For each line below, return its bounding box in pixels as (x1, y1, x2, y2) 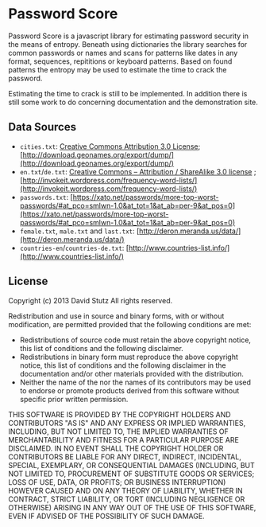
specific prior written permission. (19, 394, 129, 404)
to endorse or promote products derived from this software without (19, 385, 240, 395)
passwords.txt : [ (19, 192, 73, 201)
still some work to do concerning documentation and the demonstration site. (8, 97, 258, 107)
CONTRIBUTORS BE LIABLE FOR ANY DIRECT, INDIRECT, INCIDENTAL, (8, 451, 242, 462)
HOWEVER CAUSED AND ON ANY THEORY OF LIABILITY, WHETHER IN (8, 486, 244, 495)
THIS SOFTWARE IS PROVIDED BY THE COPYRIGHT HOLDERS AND (8, 409, 232, 419)
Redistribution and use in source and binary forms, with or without (8, 311, 225, 321)
